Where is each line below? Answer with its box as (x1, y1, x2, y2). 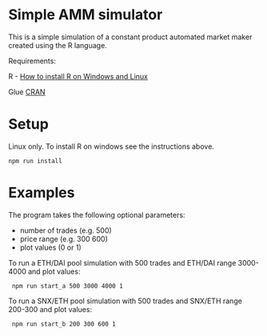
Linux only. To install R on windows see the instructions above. (8, 142, 214, 151)
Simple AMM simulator (8, 6, 163, 24)
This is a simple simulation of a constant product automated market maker (8, 32, 253, 42)
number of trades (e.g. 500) (19, 226, 112, 235)
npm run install (8, 157, 62, 165)
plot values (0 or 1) (19, 242, 82, 252)
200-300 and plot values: (8, 304, 93, 314)
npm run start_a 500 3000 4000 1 (11, 282, 124, 290)
